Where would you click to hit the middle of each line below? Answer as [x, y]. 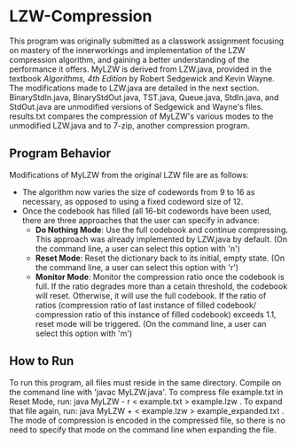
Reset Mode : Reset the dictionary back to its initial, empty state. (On [160, 258]
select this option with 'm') [84, 333]
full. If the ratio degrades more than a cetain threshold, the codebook [161, 286]
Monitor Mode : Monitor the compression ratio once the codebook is [160, 277]
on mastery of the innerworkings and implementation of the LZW [127, 50]
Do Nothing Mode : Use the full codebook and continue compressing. [161, 230]
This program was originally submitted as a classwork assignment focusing [147, 41]
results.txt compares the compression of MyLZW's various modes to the [141, 116]
